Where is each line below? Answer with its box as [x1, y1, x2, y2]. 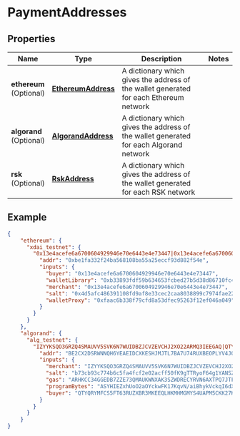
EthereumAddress [51, 83, 116, 93]
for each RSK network [121, 187, 196, 197]
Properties [7, 33, 56, 45]
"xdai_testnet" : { [26, 243, 81, 250]
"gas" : [45, 376, 66, 384]
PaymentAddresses [7, 4, 127, 21]
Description [141, 54, 182, 64]
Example [7, 211, 47, 223]
